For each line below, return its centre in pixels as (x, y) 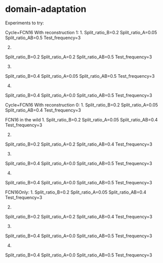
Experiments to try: (25, 23)
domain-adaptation (46, 9)
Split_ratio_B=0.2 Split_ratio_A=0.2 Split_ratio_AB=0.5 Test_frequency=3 (79, 57)
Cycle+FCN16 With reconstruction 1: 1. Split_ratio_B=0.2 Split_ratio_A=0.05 (81, 32)
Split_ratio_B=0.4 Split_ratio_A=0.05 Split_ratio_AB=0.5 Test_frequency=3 (80, 76)
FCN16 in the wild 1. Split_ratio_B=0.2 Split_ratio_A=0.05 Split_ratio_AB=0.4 (81, 119)
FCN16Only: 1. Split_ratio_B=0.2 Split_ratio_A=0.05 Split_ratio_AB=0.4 (76, 192)
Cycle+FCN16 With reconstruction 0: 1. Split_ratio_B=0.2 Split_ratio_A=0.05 (82, 105)
